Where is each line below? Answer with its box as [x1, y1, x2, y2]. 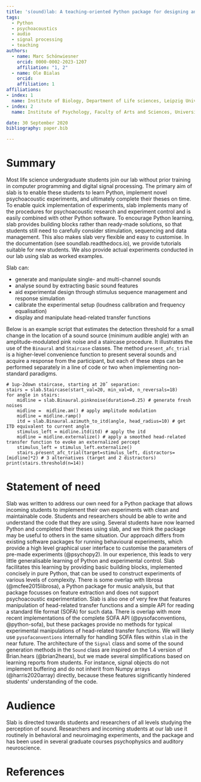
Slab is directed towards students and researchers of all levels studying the [6, 719, 191, 726]
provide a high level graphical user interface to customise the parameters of [6, 544, 193, 551]
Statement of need [6, 480, 100, 494]
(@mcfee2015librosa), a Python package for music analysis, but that [6, 583, 175, 590]
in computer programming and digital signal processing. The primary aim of [6, 183, 193, 190]
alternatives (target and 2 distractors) [51, 455, 157, 461]
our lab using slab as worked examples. [6, 253, 104, 260]
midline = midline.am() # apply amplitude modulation [17, 408, 157, 414]
